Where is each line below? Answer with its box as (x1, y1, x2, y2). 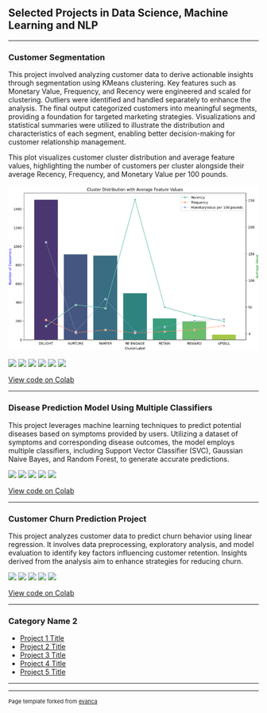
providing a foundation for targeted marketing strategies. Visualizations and (8, 112, 256, 121)
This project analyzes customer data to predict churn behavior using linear (8, 531, 253, 541)
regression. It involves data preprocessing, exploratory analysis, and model (8, 540, 254, 549)
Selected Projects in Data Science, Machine (8, 6, 229, 20)
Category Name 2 (8, 615, 78, 626)
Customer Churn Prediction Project (8, 513, 147, 524)
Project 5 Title (19, 667, 66, 677)
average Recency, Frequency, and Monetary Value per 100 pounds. (8, 170, 229, 179)
